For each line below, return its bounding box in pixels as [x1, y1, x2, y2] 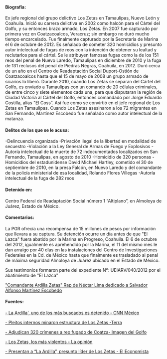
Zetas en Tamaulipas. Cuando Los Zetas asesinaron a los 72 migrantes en [5, 105, 157, 111]
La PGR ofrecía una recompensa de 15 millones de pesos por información [5, 225, 156, 231]
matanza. [5, 116, 24, 122]
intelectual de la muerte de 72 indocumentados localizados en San [21, 149, 158, 155]
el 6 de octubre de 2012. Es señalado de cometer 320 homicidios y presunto [5, 41, 162, 47]
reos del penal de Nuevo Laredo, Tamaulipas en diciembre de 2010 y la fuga [5, 57, 162, 63]
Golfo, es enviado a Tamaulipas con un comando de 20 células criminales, [5, 84, 158, 90]
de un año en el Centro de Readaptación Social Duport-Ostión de [5, 68, 139, 74]
